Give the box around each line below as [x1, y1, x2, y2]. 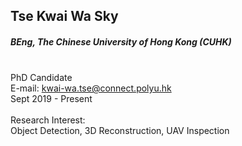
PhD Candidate [10, 72, 73, 84]
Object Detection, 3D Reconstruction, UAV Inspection [10, 125, 230, 137]
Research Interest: [10, 114, 86, 126]
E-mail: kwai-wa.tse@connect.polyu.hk [10, 82, 172, 94]
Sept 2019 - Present [10, 93, 93, 105]
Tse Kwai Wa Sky [10, 8, 119, 25]
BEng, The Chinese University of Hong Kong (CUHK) [10, 35, 232, 48]
